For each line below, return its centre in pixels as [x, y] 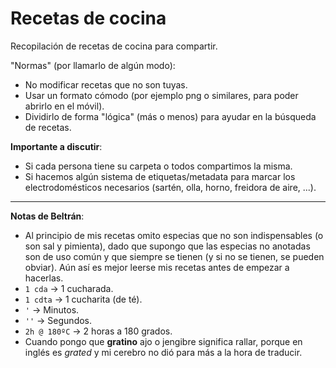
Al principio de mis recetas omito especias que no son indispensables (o [174, 235]
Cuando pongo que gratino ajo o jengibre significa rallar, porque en [163, 341]
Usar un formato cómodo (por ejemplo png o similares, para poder [161, 95]
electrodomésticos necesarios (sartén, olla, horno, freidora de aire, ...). [170, 187]
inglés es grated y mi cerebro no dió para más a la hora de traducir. [163, 352]
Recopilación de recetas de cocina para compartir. [114, 46]
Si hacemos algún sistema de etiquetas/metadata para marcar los [160, 176]
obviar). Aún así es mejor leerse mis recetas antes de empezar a [157, 267]
